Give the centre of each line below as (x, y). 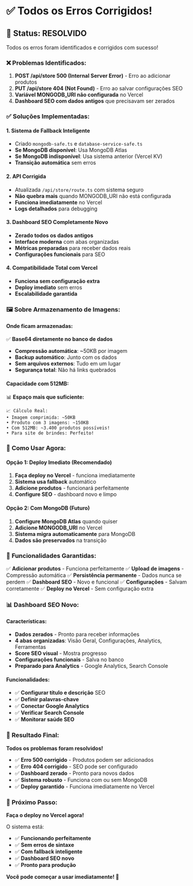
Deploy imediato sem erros (48, 288)
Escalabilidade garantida (46, 294)
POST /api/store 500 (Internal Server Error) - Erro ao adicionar (93, 76)
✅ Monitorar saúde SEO (45, 720)
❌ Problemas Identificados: (46, 62)
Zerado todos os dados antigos (54, 235)
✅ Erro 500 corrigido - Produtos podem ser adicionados (84, 759)
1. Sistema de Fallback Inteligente (48, 130)
